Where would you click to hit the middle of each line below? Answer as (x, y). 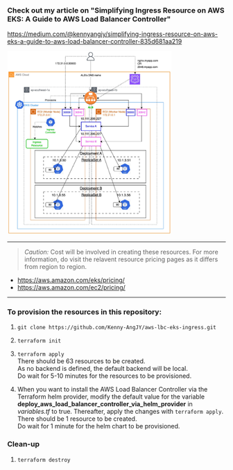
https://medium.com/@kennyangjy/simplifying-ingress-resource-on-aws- (113, 34)
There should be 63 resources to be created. (81, 361)
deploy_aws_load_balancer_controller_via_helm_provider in (105, 404)
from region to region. (55, 266)
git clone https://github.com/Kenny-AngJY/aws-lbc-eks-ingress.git (116, 328)
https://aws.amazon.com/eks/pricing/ (71, 280)
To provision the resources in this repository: (84, 312)
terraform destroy (44, 460)
